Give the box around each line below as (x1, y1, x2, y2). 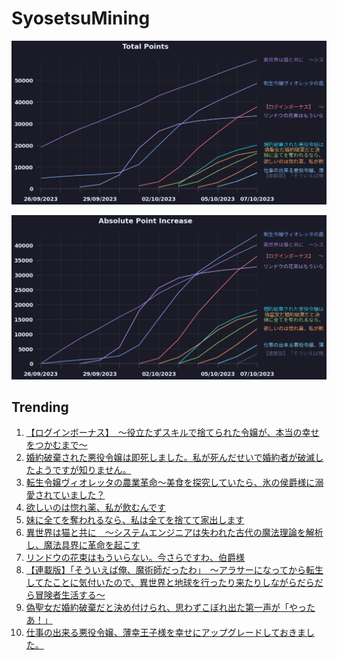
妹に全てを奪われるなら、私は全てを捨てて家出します (25, 514, 245, 526)
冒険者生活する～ (34, 589, 106, 601)
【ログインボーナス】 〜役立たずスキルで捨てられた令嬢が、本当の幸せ (25, 427, 320, 439)
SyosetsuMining (11, 7, 151, 30)
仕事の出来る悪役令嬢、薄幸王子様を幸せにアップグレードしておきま (25, 627, 306, 639)
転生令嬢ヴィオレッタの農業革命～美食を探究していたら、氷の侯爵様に (25, 477, 316, 489)
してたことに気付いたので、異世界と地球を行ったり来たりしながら (25, 577, 298, 589)
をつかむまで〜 (25, 439, 88, 451)
